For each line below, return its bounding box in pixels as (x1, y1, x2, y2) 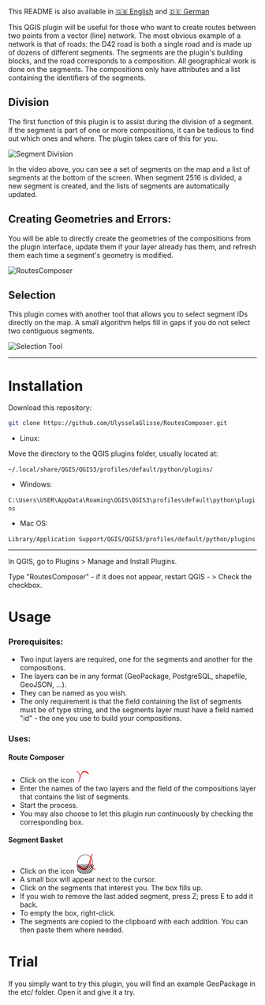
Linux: (19, 434, 40, 443)
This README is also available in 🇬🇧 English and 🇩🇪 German (8, 7, 210, 16)
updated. (8, 189, 38, 199)
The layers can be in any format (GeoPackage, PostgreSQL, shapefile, (19, 671, 248, 681)
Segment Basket (8, 835, 64, 845)
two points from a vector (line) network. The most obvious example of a (8, 31, 241, 40)
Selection (8, 289, 57, 302)
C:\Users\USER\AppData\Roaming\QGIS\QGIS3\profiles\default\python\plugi (8, 496, 256, 505)
